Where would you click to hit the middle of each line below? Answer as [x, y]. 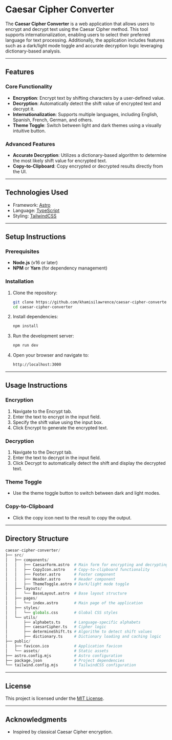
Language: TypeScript [36, 210]
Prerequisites [22, 251]
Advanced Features [30, 144]
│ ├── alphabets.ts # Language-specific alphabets [73, 622]
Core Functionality [29, 87]
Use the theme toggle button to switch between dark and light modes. [87, 493]
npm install [25, 326]
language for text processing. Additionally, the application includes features [85, 40]
